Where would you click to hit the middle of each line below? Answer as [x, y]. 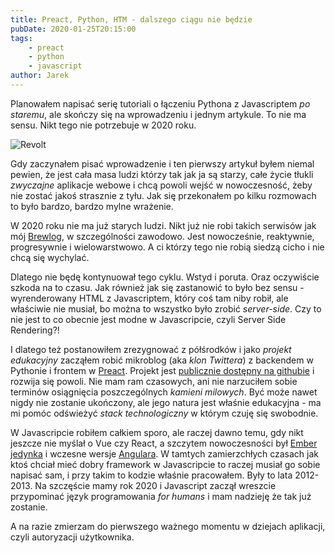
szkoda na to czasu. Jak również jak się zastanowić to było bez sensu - [157, 287]
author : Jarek [40, 76]
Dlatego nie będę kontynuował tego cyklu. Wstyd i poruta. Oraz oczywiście [165, 277]
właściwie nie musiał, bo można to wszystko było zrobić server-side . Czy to [166, 308]
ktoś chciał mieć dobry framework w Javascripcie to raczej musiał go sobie [165, 464]
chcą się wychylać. [50, 257]
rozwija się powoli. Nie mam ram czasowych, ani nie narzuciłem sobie [154, 381]
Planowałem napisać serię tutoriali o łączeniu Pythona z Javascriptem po [160, 103]
